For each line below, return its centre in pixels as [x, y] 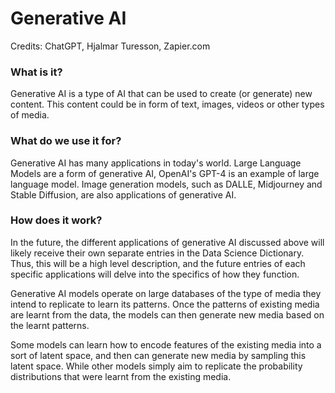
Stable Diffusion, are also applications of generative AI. [123, 194]
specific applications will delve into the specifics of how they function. [155, 274]
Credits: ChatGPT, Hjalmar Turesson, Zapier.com [110, 46]
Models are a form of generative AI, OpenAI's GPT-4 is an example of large [165, 173]
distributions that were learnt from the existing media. [121, 376]
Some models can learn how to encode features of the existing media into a [166, 344]
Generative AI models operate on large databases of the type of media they [166, 293]
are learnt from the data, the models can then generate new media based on [167, 314]
